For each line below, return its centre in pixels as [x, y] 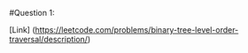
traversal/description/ [49, 39]
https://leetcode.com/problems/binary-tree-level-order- [137, 30]
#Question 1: [32, 13]
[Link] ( [22, 30]
